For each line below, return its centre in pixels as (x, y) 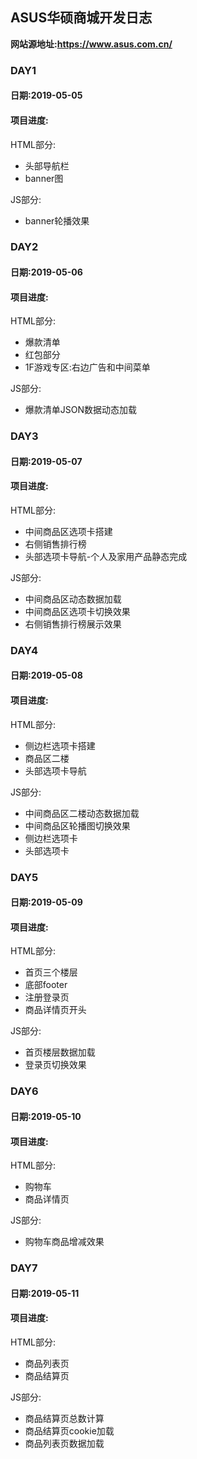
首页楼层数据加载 (60, 1052)
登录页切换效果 (55, 1065)
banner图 (44, 178)
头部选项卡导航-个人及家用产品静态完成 (106, 556)
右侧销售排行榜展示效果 (73, 624)
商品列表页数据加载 (64, 1443)
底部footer (46, 985)
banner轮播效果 (57, 220)
